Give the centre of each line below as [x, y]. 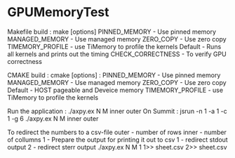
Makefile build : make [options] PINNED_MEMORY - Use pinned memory [112, 32]
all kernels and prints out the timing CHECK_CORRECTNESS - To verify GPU [117, 54]
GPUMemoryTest [59, 12]
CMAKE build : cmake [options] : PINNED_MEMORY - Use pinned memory [114, 75]
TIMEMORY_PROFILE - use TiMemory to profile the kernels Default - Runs [114, 46]
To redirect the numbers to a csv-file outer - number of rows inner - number [117, 132]
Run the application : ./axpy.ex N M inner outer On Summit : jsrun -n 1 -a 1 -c [117, 111]
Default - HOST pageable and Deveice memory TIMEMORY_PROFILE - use [115, 90]
